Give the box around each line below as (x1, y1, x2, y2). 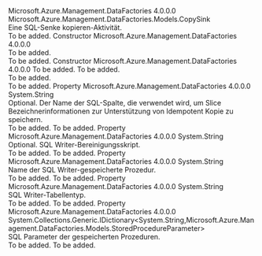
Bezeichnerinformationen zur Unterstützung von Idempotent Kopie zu (8, 106, 234, 116)
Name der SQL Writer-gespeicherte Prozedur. (8, 165, 157, 174)
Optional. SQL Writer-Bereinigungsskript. (8, 140, 141, 149)
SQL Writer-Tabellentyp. (8, 191, 87, 199)
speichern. (8, 115, 43, 124)
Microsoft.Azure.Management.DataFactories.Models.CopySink (8, 14, 211, 24)
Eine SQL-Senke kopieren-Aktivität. (8, 23, 122, 32)
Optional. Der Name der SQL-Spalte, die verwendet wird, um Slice (8, 98, 222, 107)
